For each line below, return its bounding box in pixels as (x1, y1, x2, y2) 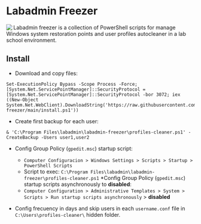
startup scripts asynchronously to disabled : (23, 181, 132, 188)
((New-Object (6, 97, 39, 102)
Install (6, 54, 30, 64)
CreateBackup (6, 134, 39, 141)
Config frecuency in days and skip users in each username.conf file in (14, 204, 185, 212)
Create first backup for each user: (14, 117, 99, 125)
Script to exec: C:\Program (23, 168, 89, 175)
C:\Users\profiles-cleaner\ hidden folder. (14, 211, 121, 218)
